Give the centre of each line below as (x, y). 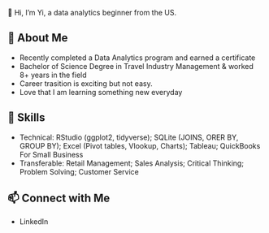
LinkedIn (34, 222)
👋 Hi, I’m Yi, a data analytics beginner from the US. (92, 13)
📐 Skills (26, 118)
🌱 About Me (38, 38)
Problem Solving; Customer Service (79, 171)
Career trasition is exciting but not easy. (86, 83)
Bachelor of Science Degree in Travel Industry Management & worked (136, 66)
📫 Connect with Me (59, 198)
